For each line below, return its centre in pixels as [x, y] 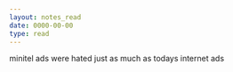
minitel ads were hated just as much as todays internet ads [117, 59]
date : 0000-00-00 [41, 25]
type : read [29, 33]
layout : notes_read [45, 17]
